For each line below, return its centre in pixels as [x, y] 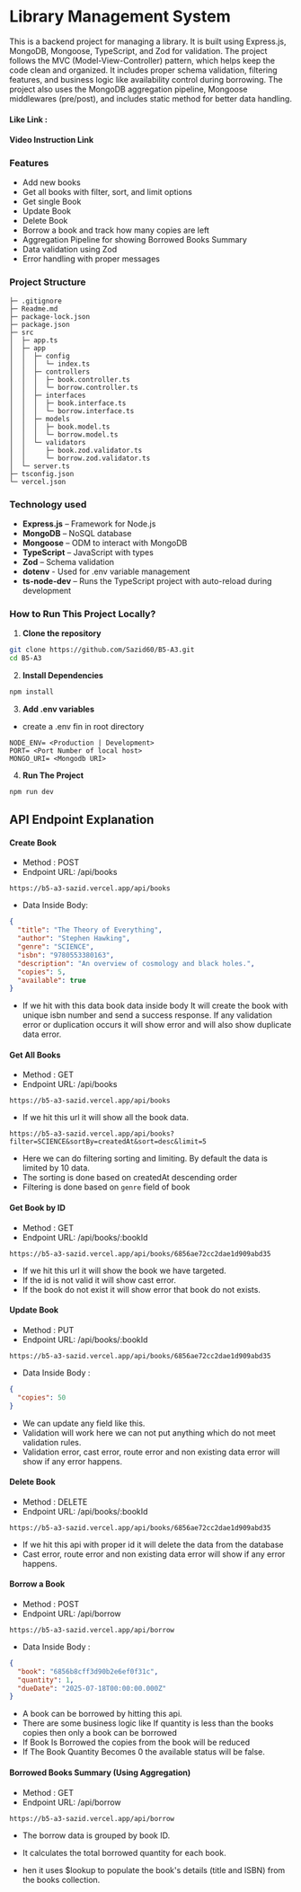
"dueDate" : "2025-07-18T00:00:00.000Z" [92, 1688]
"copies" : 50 [42, 1397]
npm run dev [31, 791]
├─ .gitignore [36, 301]
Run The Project [53, 775]
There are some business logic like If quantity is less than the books [148, 1723]
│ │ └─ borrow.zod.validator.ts [80, 458]
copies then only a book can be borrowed [100, 1733]
